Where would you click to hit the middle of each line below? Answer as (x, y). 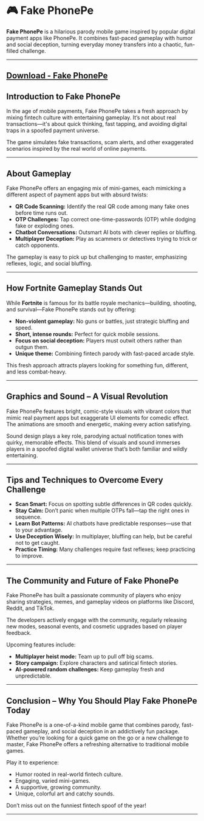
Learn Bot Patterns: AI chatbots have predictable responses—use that (103, 524)
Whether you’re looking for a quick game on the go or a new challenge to (98, 738)
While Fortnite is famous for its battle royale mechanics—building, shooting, (101, 303)
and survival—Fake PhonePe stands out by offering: (71, 309)
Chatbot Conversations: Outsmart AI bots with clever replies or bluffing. (106, 232)
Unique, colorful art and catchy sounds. (65, 794)
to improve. (29, 556)
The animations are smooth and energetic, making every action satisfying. (99, 424)
